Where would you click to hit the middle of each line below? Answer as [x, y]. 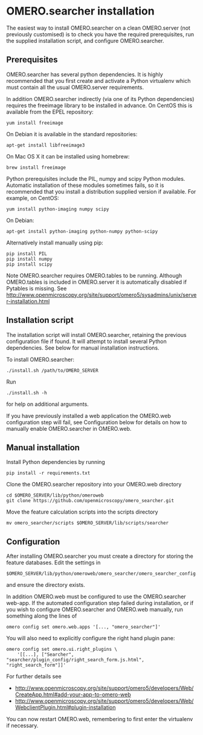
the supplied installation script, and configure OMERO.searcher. [85, 41]
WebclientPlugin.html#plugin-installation [65, 707]
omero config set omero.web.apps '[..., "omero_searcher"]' [84, 627]
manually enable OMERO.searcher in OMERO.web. [69, 428]
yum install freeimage [35, 123]
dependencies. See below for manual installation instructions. [83, 348]
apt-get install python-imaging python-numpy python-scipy [82, 231]
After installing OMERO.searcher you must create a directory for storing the [100, 556]
